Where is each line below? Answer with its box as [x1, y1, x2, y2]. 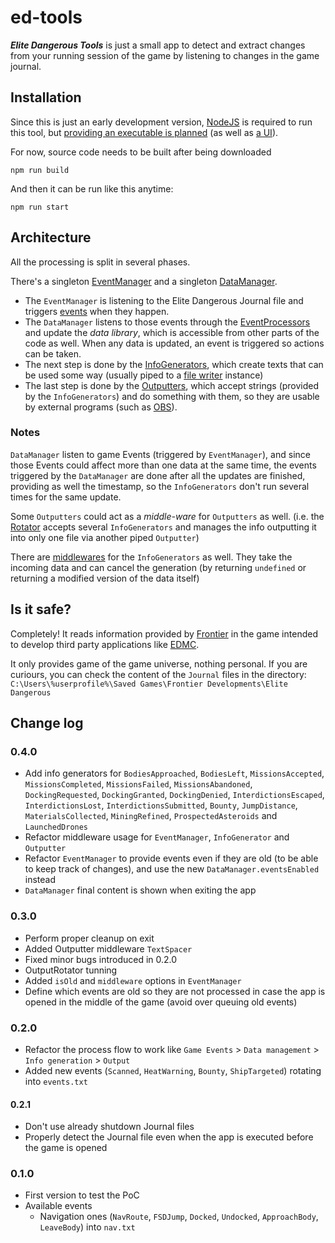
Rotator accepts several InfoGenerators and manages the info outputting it [10, 521, 317, 533]
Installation [10, 89, 82, 106]
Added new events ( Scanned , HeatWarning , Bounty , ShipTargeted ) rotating [24, 1064, 322, 1076]
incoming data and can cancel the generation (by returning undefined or [10, 561, 307, 573]
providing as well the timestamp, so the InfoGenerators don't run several [10, 480, 310, 492]
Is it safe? [10, 601, 72, 618]
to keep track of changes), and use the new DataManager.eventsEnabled [24, 863, 320, 875]
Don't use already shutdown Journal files [24, 1121, 195, 1133]
